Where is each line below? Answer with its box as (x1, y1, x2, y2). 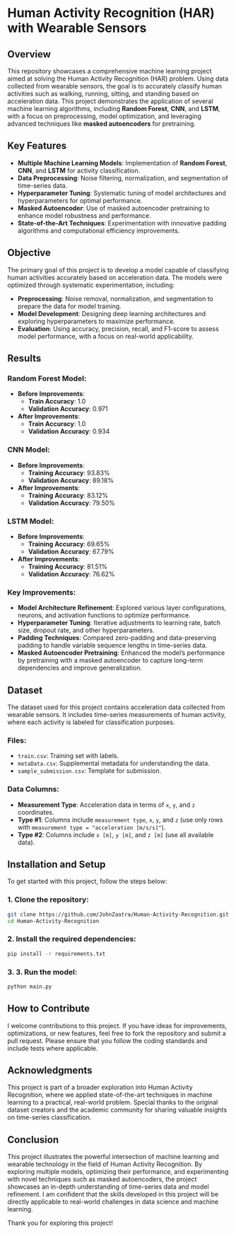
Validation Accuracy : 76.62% (28, 569, 115, 578)
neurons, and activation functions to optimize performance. (17, 611, 191, 619)
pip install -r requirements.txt (7, 950, 106, 957)
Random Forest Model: (7, 373, 87, 383)
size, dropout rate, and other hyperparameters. (17, 626, 155, 634)
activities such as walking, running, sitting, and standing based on (7, 90, 199, 98)
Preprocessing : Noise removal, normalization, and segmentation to (17, 294, 214, 303)
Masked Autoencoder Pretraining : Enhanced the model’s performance (17, 648, 225, 657)
